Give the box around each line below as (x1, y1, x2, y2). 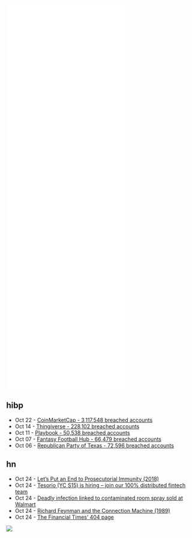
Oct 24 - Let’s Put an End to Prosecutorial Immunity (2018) (14, 475, 159, 482)
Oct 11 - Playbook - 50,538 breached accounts (14, 429, 130, 436)
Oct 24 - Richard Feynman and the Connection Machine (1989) (14, 507, 170, 514)
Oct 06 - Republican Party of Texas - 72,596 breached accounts (14, 441, 174, 449)
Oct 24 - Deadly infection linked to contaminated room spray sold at (14, 494, 183, 501)
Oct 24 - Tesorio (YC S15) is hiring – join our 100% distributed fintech (14, 482, 186, 489)
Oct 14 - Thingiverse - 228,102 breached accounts (14, 422, 140, 430)
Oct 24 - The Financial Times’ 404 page (14, 513, 114, 521)
